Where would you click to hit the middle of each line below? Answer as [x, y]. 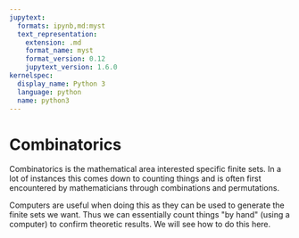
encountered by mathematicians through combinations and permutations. [144, 188]
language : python [50, 92]
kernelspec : [31, 76]
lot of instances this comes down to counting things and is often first [135, 178]
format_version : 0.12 [65, 59]
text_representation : [58, 34]
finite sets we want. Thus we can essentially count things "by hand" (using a [149, 215]
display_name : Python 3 [61, 84]
